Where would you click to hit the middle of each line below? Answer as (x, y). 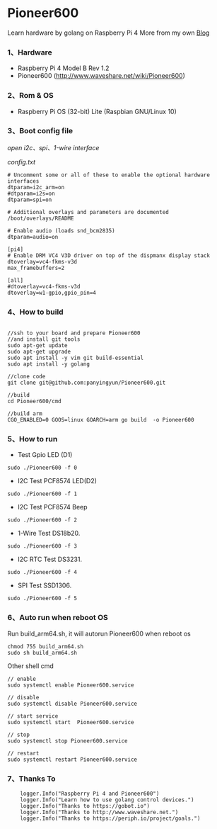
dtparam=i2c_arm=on (36, 187)
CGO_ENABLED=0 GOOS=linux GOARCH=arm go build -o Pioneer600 (101, 420)
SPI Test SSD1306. (45, 585)
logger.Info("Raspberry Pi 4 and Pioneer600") (90, 794)
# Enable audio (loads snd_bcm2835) (61, 231)
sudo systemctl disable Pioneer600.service (72, 704)
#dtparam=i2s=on (31, 193)
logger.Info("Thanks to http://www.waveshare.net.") (99, 813)
